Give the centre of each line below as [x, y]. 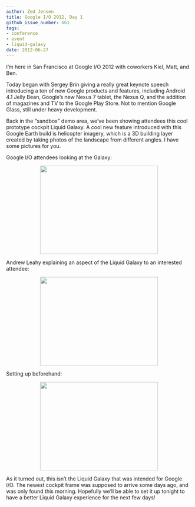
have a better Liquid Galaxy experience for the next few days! [81, 497]
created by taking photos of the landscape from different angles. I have [92, 140]
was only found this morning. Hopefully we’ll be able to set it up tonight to [95, 491]
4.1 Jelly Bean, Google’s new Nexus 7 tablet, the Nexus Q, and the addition [96, 97]
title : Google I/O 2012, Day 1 [44, 17]
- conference [22, 34]
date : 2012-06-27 [27, 50]
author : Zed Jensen [30, 11]
